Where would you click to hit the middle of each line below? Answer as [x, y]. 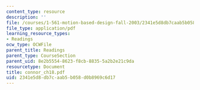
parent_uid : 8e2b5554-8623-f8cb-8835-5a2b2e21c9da [70, 61]
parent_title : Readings [36, 50]
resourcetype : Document [36, 67]
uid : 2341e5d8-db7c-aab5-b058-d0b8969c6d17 [61, 78]
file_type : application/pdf [41, 28]
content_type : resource [36, 12]
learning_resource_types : [38, 34]
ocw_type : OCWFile [29, 45]
